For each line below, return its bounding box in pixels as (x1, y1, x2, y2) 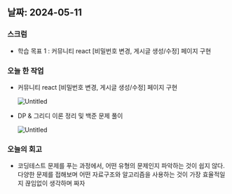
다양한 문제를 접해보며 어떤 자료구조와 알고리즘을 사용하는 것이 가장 (17, 170, 201, 179)
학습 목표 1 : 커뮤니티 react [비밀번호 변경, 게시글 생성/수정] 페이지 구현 (17, 46, 212, 55)
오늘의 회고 (7, 144, 43, 154)
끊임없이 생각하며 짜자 (25, 179, 86, 188)
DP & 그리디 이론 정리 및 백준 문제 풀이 (17, 111, 123, 120)
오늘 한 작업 (7, 66, 44, 76)
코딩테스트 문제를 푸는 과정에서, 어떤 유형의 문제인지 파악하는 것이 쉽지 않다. (17, 162, 226, 170)
